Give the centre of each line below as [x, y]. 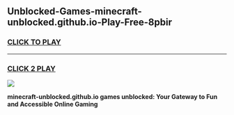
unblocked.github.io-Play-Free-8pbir [90, 23]
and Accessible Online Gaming [53, 104]
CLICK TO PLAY [34, 43]
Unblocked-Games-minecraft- [75, 11]
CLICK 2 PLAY [31, 68]
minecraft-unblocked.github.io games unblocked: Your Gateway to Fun [112, 96]
